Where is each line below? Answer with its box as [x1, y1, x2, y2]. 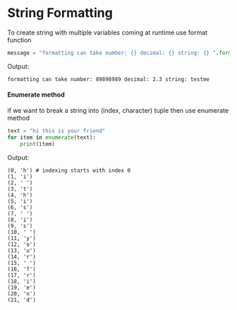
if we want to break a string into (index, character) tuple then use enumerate [7, 106, 229, 115]
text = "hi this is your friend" [7, 128, 106, 135]
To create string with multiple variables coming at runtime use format [7, 28, 208, 37]
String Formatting [7, 5, 113, 21]
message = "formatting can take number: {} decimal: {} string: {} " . [7, 49, 219, 56]
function [7, 35, 32, 44]
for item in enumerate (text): [7, 134, 97, 141]
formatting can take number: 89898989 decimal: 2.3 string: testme [7, 75, 210, 82]
